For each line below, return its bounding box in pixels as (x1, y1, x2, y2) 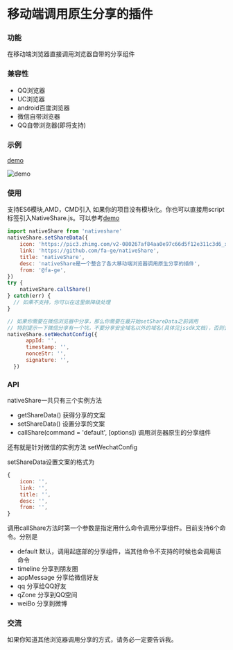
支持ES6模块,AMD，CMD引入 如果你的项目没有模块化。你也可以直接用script (7, 206, 225, 214)
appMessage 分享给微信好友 (17, 574, 99, 582)
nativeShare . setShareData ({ (7, 234, 89, 242)
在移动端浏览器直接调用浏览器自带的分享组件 (7, 50, 135, 58)
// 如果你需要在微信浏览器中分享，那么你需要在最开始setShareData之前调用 (7, 317, 199, 325)
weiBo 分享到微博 (17, 599, 68, 608)
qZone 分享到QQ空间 (17, 591, 78, 599)
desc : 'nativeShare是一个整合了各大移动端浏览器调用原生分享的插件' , (19, 260, 201, 267)
